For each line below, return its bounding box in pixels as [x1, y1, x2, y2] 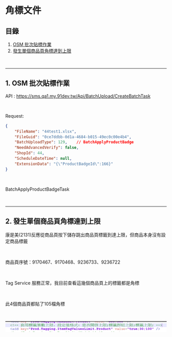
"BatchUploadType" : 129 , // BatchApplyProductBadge [14, 140, 134, 145]
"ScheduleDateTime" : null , [14, 156, 72, 161]
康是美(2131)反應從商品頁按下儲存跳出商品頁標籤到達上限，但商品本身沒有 [5, 232, 161, 238]
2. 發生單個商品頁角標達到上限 [5, 217, 101, 226]
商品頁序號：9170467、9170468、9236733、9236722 [5, 259, 120, 265]
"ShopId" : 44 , [14, 151, 45, 156]
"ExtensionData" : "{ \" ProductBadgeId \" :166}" [14, 161, 114, 166]
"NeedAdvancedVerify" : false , [14, 145, 79, 151]
